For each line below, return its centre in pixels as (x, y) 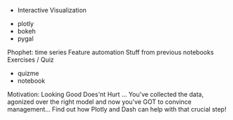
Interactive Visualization (52, 10)
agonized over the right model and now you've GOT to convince (99, 102)
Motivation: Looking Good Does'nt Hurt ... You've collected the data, (106, 94)
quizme (28, 73)
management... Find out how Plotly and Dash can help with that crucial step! (117, 109)
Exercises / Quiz (31, 60)
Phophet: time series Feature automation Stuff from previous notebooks (111, 52)
